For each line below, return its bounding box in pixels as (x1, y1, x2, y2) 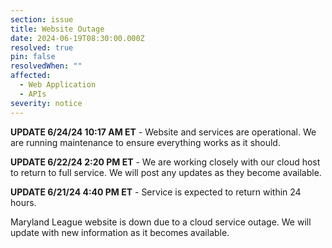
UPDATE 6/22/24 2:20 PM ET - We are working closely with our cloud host (10, 156, 321, 168)
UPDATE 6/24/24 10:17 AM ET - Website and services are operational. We (10, 126, 317, 138)
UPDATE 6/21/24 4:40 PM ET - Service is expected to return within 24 (10, 186, 302, 198)
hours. (10, 196, 37, 208)
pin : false (10, 52, 56, 62)
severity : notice (10, 98, 83, 108)
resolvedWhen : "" (10, 61, 83, 71)
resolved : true (10, 42, 74, 53)
